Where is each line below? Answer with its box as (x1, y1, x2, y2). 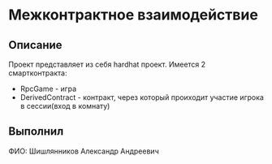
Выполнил (8, 124, 64, 139)
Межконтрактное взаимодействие (8, 6, 258, 24)
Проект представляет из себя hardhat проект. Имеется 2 (8, 59, 206, 69)
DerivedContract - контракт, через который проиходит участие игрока (19, 93, 264, 102)
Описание (8, 38, 63, 52)
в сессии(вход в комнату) (19, 101, 110, 110)
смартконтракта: (8, 68, 67, 78)
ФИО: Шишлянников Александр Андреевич (8, 146, 160, 156)
